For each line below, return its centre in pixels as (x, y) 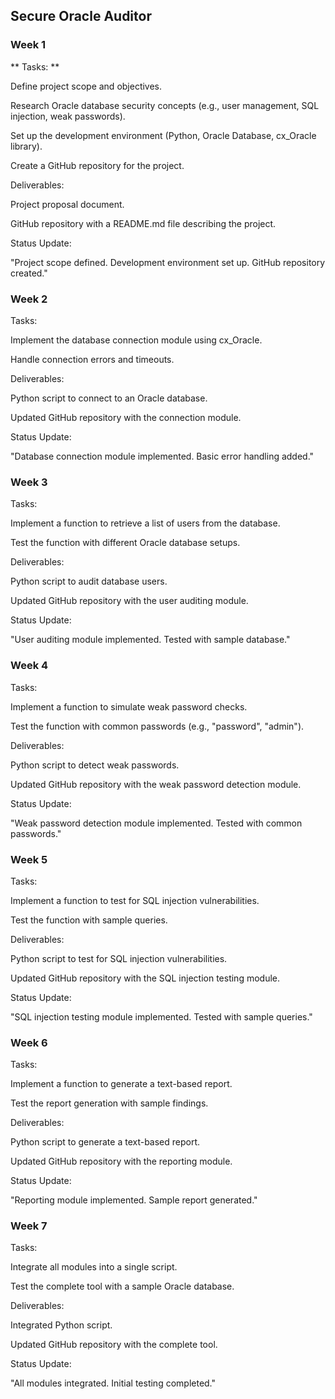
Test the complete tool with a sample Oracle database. (122, 1286)
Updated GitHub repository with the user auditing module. (129, 601)
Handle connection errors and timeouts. (92, 359)
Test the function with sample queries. (89, 920)
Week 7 (29, 1226)
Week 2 (29, 299)
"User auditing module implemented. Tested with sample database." (150, 640)
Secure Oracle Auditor (81, 16)
